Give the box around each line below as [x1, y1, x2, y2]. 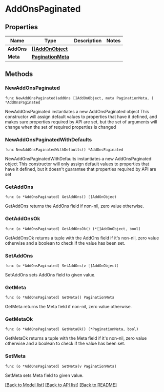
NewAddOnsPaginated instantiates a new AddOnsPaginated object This [5, 108, 149, 114]
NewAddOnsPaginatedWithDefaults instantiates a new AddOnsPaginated [5, 156, 152, 161]
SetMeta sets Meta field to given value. [5, 372, 84, 378]
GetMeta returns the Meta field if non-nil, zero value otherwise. [5, 304, 132, 310]
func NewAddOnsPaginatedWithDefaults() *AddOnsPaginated [5, 147, 123, 152]
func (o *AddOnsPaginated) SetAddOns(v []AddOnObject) [5, 263, 119, 268]
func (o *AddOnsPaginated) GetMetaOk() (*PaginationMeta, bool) [5, 327, 139, 332]
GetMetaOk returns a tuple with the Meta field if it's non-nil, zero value [5, 335, 147, 341]
